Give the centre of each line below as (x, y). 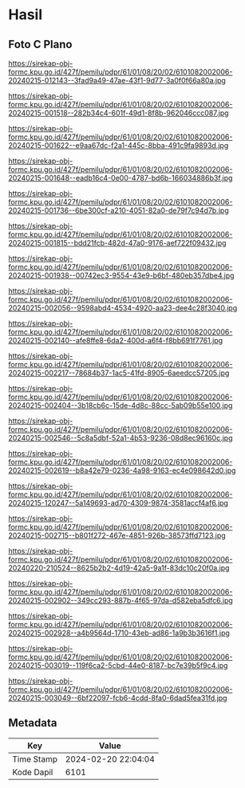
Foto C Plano (40, 44)
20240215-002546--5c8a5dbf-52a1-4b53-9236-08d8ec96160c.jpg (121, 438)
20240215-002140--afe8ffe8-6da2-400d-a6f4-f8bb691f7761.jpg (116, 340)
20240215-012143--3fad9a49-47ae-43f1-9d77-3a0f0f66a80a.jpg (117, 80)
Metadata (33, 723)
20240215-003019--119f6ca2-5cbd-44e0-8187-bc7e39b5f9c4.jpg (118, 665)
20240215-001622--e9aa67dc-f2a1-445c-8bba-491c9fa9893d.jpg (119, 145)
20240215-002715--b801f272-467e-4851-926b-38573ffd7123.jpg (117, 535)
